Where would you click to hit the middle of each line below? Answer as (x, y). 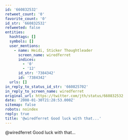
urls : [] (18, 82)
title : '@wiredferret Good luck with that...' (53, 118)
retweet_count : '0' (25, 14)
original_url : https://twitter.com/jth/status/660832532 (64, 96)
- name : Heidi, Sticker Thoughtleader (53, 50)
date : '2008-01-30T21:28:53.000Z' (40, 100)
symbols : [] (22, 41)
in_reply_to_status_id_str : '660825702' (47, 87)
